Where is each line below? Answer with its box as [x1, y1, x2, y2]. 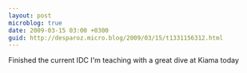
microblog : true [8, 19, 62, 27]
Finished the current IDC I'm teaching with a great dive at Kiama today [8, 56, 240, 65]
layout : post [8, 11, 52, 20]
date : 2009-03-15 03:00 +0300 [8, 26, 110, 34]
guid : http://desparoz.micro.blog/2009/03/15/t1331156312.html [8, 33, 224, 42]
